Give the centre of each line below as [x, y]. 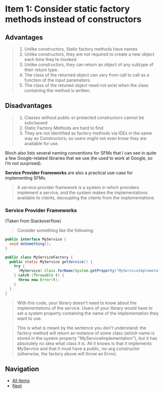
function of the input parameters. [58, 80]
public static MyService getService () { [51, 262]
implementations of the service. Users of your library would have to [85, 308]
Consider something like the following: [55, 231]
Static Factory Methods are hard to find [64, 128]
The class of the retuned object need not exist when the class [86, 85]
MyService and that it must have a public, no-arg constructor [78, 348]
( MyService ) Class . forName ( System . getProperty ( [67, 271]
